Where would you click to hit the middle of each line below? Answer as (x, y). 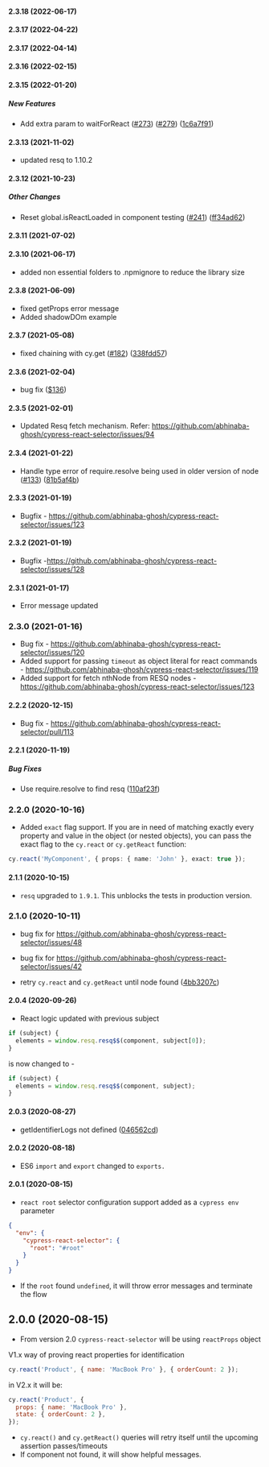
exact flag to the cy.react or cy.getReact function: (103, 844)
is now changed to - (41, 1063)
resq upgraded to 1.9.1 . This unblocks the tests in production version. (136, 895)
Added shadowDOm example (68, 317)
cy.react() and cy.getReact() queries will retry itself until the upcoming (139, 1437)
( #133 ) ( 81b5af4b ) (49, 479)
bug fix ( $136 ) (43, 390)
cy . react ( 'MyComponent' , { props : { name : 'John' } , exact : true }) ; (127, 859)
